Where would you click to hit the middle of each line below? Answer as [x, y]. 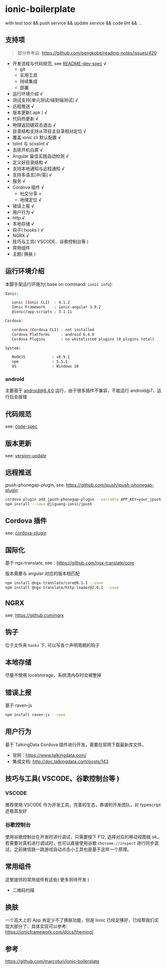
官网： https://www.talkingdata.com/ [49, 755]
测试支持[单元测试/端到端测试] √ [45, 100]
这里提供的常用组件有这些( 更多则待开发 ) [47, 879]
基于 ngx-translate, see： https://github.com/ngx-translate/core [70, 563]
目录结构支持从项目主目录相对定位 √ [49, 131]
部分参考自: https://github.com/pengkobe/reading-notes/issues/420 [87, 53]
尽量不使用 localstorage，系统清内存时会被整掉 [53, 675]
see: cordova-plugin [26, 533]
